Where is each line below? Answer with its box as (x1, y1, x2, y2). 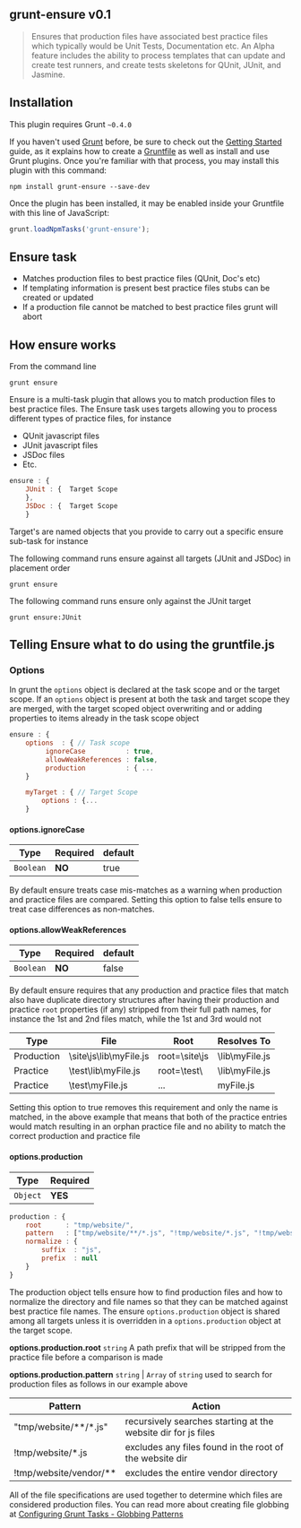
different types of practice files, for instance (9, 413, 172, 424)
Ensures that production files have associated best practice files (30, 30, 269, 41)
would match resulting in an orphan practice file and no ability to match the (9, 1121, 287, 1132)
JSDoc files (21, 450, 65, 461)
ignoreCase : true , (45, 747, 154, 755)
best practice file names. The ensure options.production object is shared (9, 1306, 280, 1316)
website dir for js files (125, 1426, 216, 1438)
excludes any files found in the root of (125, 1440, 284, 1453)
